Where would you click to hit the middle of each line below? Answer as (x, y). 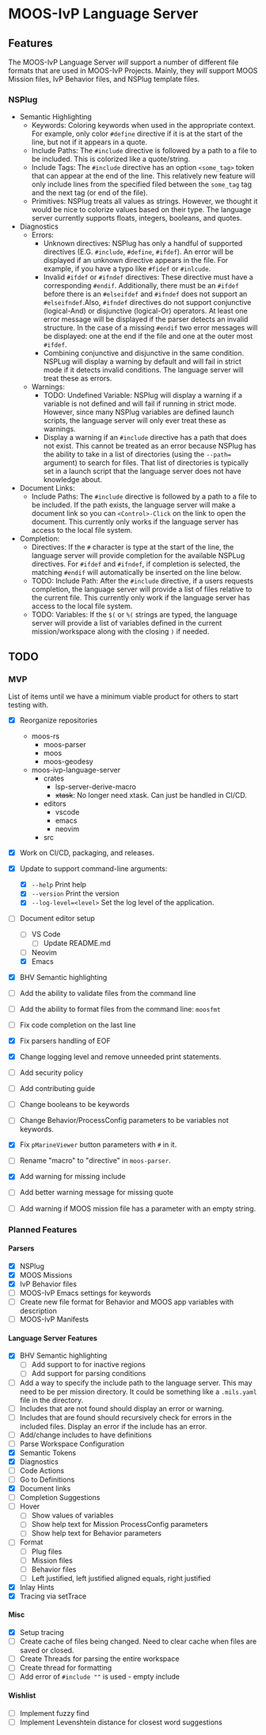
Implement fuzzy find (54, 1713)
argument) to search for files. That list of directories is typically (146, 463)
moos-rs (46, 736)
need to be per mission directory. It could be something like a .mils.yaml (138, 1391)
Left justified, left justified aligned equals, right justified (121, 1578)
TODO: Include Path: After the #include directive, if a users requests (142, 581)
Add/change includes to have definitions (85, 1435)
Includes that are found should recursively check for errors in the (125, 1417)
